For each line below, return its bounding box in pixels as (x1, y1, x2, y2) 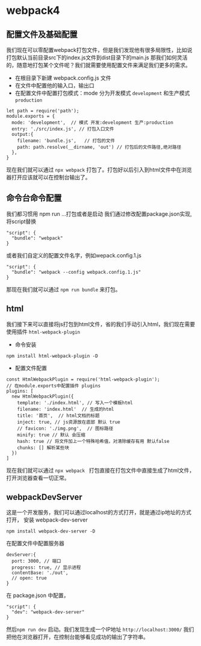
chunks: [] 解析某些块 (17, 445, 69, 451)
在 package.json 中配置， (6, 592, 69, 599)
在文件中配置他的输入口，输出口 (14, 82, 94, 89)
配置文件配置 (14, 364, 47, 372)
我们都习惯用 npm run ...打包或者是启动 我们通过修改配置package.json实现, (6, 210, 193, 218)
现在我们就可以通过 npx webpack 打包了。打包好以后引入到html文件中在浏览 (6, 166, 193, 173)
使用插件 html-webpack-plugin (6, 328, 80, 335)
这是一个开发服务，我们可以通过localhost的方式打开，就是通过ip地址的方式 (6, 509, 191, 516)
